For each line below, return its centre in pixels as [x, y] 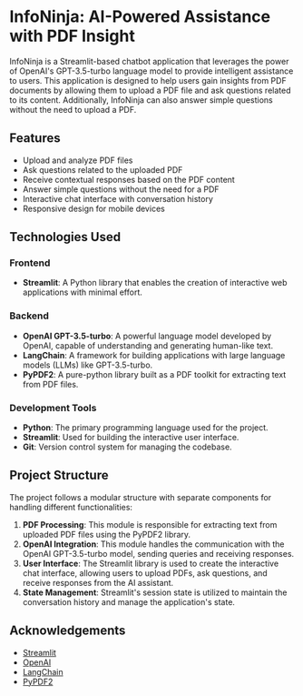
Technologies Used [65, 237]
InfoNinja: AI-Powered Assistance [140, 17]
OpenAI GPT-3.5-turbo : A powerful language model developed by [147, 336]
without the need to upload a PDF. [73, 109]
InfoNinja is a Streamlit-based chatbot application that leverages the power [149, 61]
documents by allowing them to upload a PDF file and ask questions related [151, 90]
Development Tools [53, 408]
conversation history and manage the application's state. [129, 601]
